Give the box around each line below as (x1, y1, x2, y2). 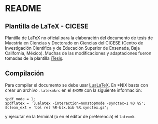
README (5, 3, 42, 14)
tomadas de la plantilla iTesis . (5, 55, 64, 61)
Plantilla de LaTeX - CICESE (5, 22, 88, 30)
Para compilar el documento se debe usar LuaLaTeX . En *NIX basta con (5, 82, 148, 88)
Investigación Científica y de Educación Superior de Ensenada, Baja (5, 45, 140, 51)
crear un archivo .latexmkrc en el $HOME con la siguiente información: (5, 87, 142, 93)
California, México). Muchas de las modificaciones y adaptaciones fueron (5, 50, 152, 56)
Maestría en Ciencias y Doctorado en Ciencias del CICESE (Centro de (5, 40, 144, 46)
